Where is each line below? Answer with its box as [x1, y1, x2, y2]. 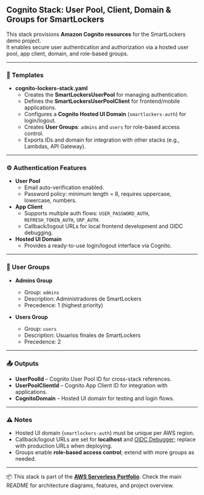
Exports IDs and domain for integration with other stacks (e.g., [24, 136, 180, 144]
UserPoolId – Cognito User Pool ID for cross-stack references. [15, 375, 172, 382]
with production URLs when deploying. [15, 442, 112, 449]
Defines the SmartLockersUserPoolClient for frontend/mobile [24, 97, 180, 105]
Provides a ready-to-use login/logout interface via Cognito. [24, 242, 172, 249]
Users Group [15, 313, 49, 320]
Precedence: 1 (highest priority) [24, 301, 103, 309]
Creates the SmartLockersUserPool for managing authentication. [24, 91, 189, 99]
